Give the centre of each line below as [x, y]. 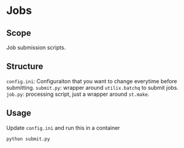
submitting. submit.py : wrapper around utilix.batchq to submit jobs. [93, 87]
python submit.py [28, 139]
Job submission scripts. [36, 47]
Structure [25, 66]
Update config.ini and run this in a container [63, 127]
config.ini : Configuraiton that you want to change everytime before [92, 81]
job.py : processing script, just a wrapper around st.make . [78, 94]
